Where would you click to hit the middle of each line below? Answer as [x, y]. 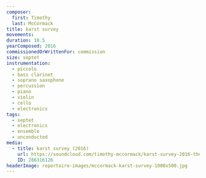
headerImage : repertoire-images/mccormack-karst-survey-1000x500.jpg [97, 166]
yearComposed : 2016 [31, 46]
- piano [22, 92]
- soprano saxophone [38, 80]
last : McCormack [32, 23]
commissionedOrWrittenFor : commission [56, 52]
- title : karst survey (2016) [50, 148]
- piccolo [24, 69]
